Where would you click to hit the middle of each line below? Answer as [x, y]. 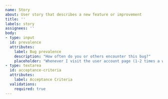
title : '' [15, 19]
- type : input [20, 38]
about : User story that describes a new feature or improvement [73, 14]
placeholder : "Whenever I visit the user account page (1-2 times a [87, 61]
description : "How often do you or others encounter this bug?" [82, 56]
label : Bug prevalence [38, 51]
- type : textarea [23, 65]
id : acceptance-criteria [35, 70]
